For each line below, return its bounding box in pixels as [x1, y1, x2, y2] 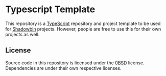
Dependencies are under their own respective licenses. [5, 65, 122, 71]
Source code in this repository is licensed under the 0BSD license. [5, 60, 145, 66]
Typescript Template [5, 4, 96, 15]
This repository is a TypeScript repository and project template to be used [5, 20, 161, 27]
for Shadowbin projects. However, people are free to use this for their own [5, 26, 161, 32]
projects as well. [5, 31, 40, 37]
